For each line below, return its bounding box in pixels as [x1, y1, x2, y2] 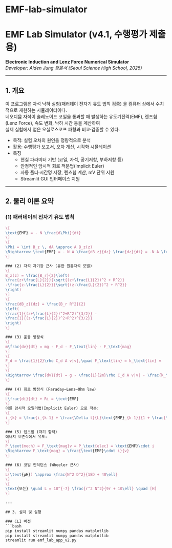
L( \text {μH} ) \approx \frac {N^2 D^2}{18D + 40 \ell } [5, 472, 118, 477]
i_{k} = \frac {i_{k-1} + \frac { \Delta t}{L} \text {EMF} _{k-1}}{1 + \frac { [5, 415, 166, 420]
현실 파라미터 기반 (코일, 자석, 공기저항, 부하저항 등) [20, 156, 123, 163]
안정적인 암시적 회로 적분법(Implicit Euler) [20, 163, 104, 169]
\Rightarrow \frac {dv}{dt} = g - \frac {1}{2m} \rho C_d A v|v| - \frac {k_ [5, 373, 166, 378]
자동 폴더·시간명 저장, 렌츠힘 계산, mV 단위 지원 [20, 169, 115, 175]
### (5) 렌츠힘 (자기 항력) [5, 429, 58, 434]
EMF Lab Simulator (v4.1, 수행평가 [5, 29, 147, 40]
